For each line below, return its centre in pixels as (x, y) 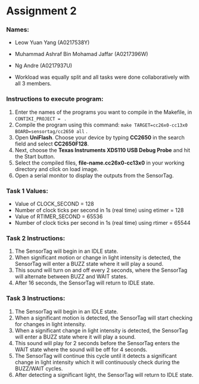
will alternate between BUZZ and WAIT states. (71, 277)
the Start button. (35, 156)
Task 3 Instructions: (36, 298)
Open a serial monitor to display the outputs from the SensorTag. (94, 175)
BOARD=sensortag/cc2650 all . (51, 131)
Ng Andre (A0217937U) (43, 66)
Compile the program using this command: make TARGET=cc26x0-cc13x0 (101, 125)
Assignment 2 (41, 11)
